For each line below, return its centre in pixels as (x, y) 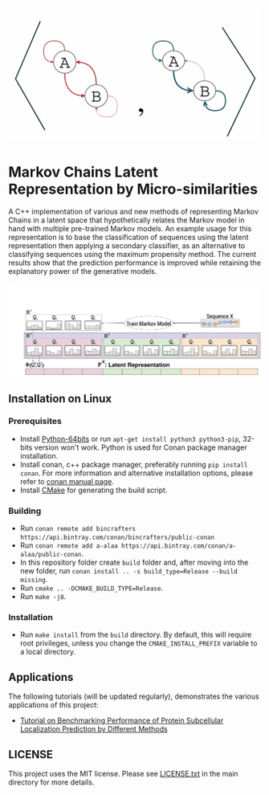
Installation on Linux (60, 399)
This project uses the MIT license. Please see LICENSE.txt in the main (123, 774)
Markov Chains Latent (84, 172)
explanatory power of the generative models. (83, 271)
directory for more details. (51, 782)
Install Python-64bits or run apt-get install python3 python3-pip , (130, 438)
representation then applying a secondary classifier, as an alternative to (127, 245)
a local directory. (48, 652)
